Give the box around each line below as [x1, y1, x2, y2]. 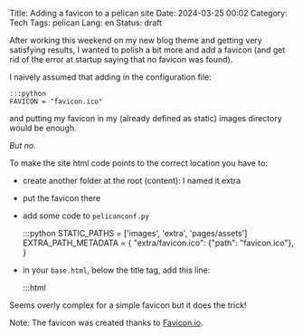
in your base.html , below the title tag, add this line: [22, 264, 211, 275]
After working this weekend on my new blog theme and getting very [9, 35, 262, 45]
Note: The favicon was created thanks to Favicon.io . [9, 317, 204, 328]
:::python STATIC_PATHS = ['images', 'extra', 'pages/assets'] [22, 228, 248, 238]
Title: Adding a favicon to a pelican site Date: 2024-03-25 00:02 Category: [9, 8, 288, 18]
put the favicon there [22, 193, 101, 203]
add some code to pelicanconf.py [22, 210, 149, 221]
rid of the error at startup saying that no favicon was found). [9, 54, 233, 64]
